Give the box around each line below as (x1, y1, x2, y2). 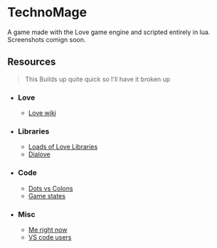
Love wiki (28, 109, 57, 117)
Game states (28, 191, 66, 200)
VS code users (28, 232, 72, 242)
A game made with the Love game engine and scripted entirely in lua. (7, 28, 211, 36)
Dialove (28, 150, 51, 158)
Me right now (28, 225, 68, 234)
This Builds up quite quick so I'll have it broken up (24, 75, 171, 83)
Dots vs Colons (28, 184, 73, 193)
